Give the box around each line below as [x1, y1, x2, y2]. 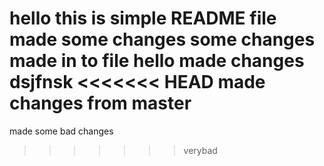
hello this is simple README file [9, 7, 277, 30]
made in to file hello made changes [9, 50, 305, 72]
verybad [183, 144, 218, 156]
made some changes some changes [9, 28, 316, 51]
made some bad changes [9, 125, 114, 137]
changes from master [9, 92, 192, 115]
